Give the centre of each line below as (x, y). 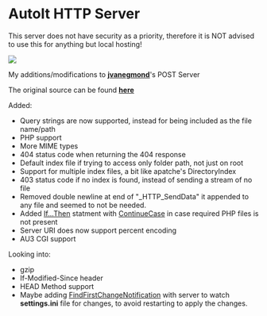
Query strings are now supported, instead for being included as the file (136, 121)
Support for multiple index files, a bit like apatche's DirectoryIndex (128, 171)
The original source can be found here (72, 90)
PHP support (41, 137)
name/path (37, 129)
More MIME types (49, 146)
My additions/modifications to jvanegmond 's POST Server (104, 74)
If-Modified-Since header (61, 278)
